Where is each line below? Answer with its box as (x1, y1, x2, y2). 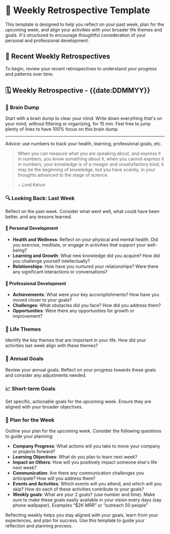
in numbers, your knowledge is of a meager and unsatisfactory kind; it (17, 161, 164, 168)
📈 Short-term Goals (5, 385, 56, 392)
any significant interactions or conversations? (12, 268, 108, 275)
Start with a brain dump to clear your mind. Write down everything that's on (5, 115, 163, 121)
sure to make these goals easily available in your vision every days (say (12, 497, 162, 503)
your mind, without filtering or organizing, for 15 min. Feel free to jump (5, 121, 151, 127)
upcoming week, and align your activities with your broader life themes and (5, 26, 162, 32)
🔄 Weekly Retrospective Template (5, 5, 150, 16)
